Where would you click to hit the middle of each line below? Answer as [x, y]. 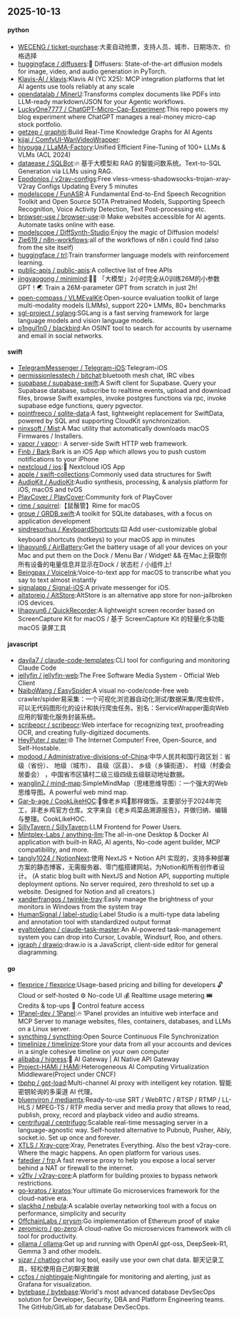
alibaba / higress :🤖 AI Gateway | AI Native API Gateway [98, 1059]
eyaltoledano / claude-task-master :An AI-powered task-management [119, 929]
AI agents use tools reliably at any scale [76, 86]
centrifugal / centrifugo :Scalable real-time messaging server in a [113, 1123]
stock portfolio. [40, 124]
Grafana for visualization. [55, 1284]
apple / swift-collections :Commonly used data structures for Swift [115, 474]
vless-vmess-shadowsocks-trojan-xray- [172, 178]
